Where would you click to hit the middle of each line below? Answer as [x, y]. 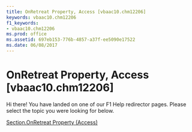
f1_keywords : [22, 23]
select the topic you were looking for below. [60, 110]
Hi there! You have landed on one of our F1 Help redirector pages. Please [96, 104]
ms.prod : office [26, 34]
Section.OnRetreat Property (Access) [52, 122]
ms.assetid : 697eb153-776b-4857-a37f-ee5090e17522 [71, 40]
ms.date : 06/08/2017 [32, 46]
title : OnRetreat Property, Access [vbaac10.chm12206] [76, 12]
